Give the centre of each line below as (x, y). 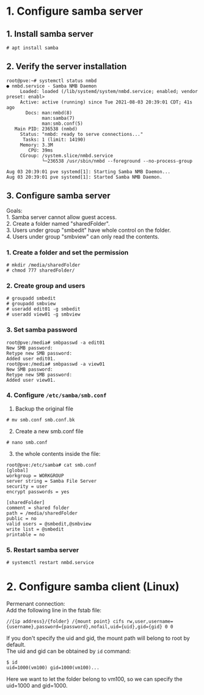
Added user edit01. (31, 359)
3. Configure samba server (59, 196)
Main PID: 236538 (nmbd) (46, 129)
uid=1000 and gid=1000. (37, 686)
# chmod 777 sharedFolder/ (41, 270)
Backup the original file (44, 409)
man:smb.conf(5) (63, 124)
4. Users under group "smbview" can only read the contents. (83, 236)
